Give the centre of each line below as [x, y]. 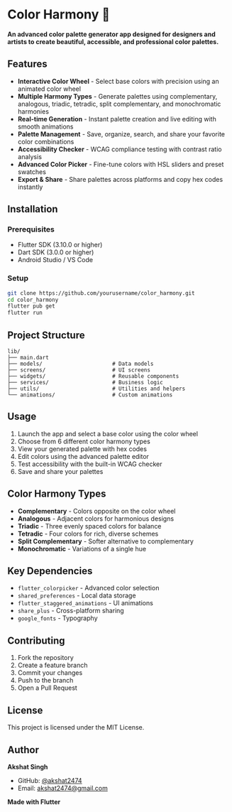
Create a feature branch [53, 665]
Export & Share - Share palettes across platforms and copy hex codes [120, 179]
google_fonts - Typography [57, 618]
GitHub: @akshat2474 [50, 780]
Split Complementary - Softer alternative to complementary [105, 541]
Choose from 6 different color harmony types [84, 441]
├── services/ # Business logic [85, 383]
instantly [30, 187]
